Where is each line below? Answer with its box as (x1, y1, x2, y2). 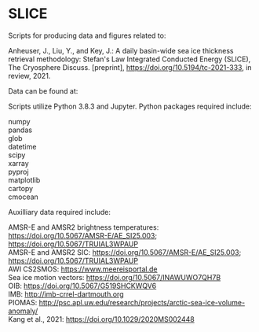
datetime (8, 142, 37, 151)
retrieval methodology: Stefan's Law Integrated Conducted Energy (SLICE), (8, 54, 251, 64)
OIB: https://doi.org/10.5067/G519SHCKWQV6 (8, 281, 157, 290)
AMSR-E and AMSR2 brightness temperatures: (8, 222, 159, 232)
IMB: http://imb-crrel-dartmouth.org (8, 289, 124, 299)
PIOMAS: (8, 297, 38, 307)
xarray (8, 158, 29, 168)
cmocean (8, 192, 39, 201)
